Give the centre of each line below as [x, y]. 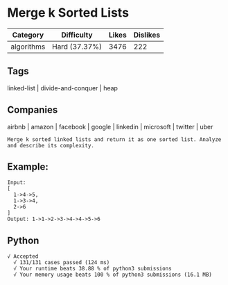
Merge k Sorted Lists [68, 13]
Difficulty [77, 35]
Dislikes [147, 35]
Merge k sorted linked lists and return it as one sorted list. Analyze [114, 139]
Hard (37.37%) [77, 47]
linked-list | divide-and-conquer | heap [62, 88]
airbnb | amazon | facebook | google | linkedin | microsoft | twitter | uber [110, 127]
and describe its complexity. [51, 145]
